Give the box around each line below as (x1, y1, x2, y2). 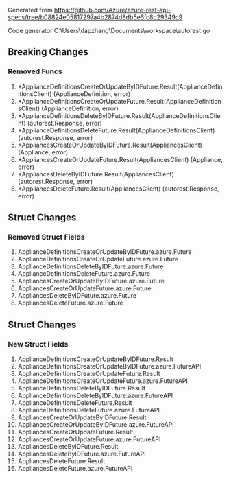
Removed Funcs (8, 67, 62, 76)
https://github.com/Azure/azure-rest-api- (54, 6, 171, 14)
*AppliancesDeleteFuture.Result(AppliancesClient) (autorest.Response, (17, 185, 219, 193)
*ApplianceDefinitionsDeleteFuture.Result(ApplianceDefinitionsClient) (17, 126, 215, 135)
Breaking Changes (8, 46, 88, 58)
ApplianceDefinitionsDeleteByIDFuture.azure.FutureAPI (17, 391, 173, 400)
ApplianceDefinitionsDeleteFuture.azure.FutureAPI (17, 406, 160, 414)
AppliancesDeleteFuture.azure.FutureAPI (17, 465, 133, 473)
